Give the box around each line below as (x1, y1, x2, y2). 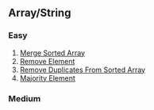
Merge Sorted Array (19, 47, 86, 58)
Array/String (8, 6, 71, 20)
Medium (8, 93, 41, 104)
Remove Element (19, 56, 75, 66)
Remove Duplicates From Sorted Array (19, 65, 145, 74)
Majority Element (19, 73, 75, 82)
